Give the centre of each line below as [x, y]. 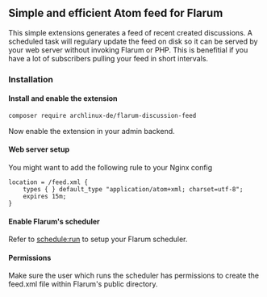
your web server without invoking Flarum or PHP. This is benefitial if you [128, 50]
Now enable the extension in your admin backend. [92, 131]
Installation [31, 79]
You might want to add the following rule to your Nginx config [111, 168]
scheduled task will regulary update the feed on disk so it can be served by [133, 41]
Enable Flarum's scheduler [54, 221]
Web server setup [39, 149]
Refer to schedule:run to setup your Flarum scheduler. [98, 239]
